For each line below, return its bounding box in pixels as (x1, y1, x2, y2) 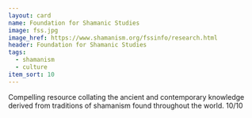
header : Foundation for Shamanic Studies (8, 41, 147, 49)
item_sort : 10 (8, 70, 55, 78)
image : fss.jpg (8, 26, 59, 34)
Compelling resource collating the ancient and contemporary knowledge (8, 92, 245, 101)
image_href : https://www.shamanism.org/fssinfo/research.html (8, 33, 218, 42)
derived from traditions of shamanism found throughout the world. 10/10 (8, 101, 243, 110)
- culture (15, 63, 48, 71)
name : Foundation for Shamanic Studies (8, 19, 140, 27)
